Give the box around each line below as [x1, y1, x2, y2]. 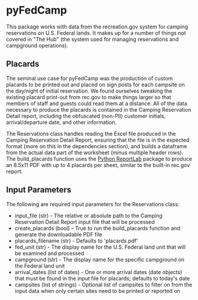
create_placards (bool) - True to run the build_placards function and [14, 224, 180, 231]
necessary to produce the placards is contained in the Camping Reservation [6, 106, 191, 113]
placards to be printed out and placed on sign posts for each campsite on [6, 81, 185, 88]
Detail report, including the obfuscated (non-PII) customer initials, [6, 112, 166, 119]
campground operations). [6, 42, 69, 49]
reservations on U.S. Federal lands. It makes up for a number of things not [6, 29, 186, 36]
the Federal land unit [14, 262, 65, 269]
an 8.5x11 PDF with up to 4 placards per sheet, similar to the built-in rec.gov [6, 161, 190, 168]
